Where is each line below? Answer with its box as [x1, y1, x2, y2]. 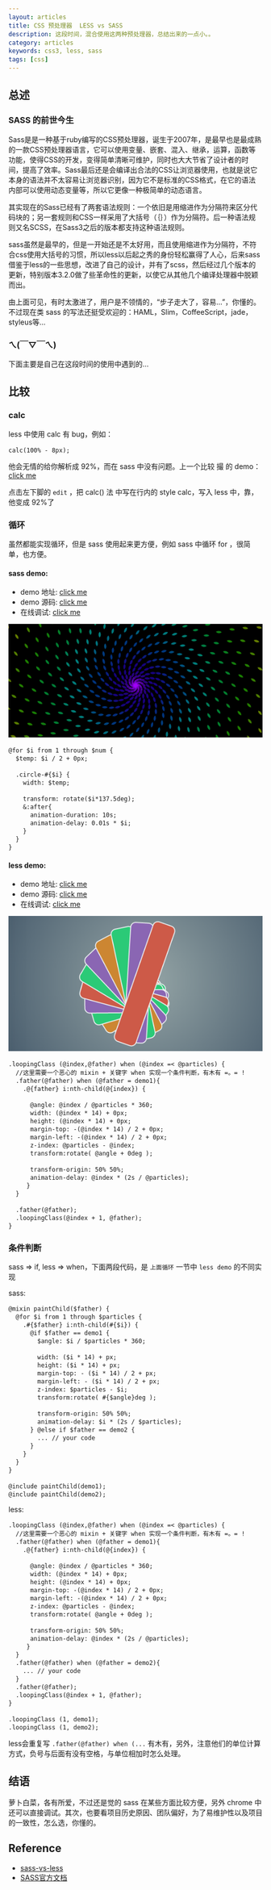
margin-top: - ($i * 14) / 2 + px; [37, 1369, 157, 1378]
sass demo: [8, 568, 48, 578]
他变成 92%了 [8, 497, 55, 507]
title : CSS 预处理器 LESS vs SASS [8, 21, 123, 30]
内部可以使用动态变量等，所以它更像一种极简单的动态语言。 [8, 185, 206, 194]
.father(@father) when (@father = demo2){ [15, 1658, 161, 1666]
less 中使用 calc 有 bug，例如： [8, 429, 113, 439]
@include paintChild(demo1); [8, 1482, 106, 1491]
